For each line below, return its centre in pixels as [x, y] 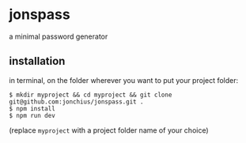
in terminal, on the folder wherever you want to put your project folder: [124, 80]
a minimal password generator [59, 36]
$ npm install [32, 108]
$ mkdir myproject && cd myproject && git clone [91, 95]
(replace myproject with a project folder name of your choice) [109, 130]
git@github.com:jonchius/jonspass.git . [77, 102]
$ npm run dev [32, 115]
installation [37, 61]
